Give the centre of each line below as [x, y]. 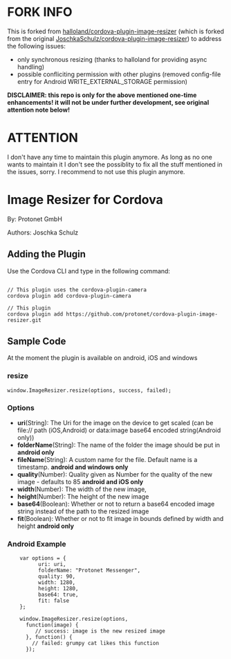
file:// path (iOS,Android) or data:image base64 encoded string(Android [119, 430]
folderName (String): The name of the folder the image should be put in [118, 445]
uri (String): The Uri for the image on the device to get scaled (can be [115, 423]
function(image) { [52, 625]
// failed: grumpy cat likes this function [95, 643]
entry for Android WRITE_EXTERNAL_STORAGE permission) [102, 81]
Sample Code [37, 342]
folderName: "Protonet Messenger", [89, 571]
